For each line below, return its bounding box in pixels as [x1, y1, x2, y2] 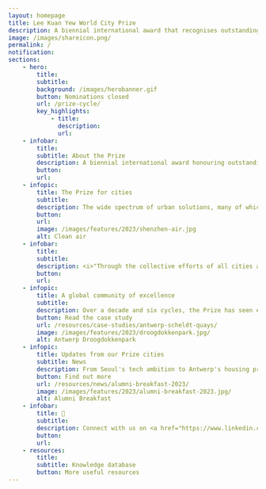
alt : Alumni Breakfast [36, 395, 112, 403]
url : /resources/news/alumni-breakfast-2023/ [36, 380, 190, 388]
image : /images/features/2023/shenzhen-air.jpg [36, 225, 196, 234]
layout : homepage [8, 11, 66, 20]
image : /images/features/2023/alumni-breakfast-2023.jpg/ [36, 388, 232, 395]
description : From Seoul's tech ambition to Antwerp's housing [36, 365, 249, 373]
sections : [8, 56, 41, 64]
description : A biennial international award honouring [36, 159, 225, 167]
